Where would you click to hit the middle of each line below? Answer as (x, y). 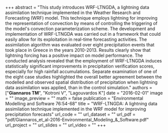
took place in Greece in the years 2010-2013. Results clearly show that (78, 50)
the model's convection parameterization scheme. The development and (80, 29)
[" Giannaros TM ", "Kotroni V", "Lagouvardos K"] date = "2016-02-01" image (84, 93)
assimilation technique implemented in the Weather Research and (73, 13)
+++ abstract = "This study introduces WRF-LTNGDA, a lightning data (77, 7)
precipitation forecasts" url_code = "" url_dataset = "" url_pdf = (70, 114)
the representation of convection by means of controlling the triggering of (81, 23)
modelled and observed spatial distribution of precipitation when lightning (81, 82)
